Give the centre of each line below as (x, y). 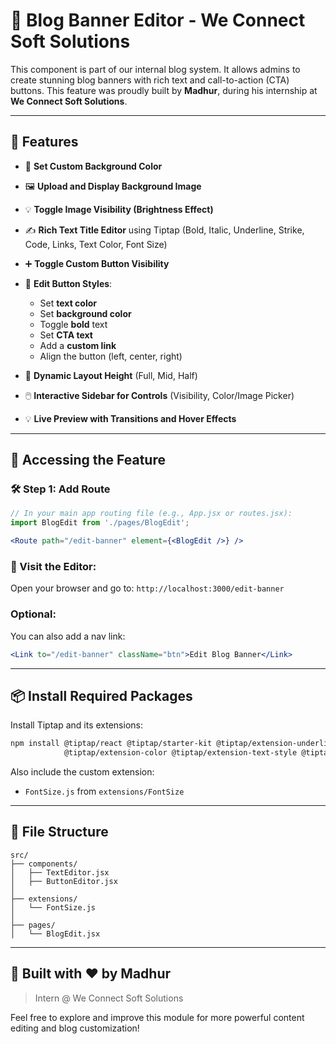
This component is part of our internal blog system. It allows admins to (155, 69)
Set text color (68, 303)
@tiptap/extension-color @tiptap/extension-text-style (180, 753)
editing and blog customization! (75, 1028)
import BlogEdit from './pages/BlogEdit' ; (100, 523)
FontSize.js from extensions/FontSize (104, 791)
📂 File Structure (59, 832)
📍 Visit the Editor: (53, 566)
